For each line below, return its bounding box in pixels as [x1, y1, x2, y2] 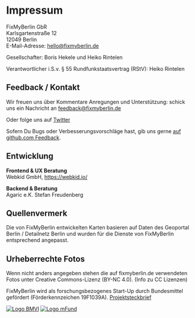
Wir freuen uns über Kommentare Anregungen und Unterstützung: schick [6, 98, 186, 105]
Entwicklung [6, 151, 54, 161]
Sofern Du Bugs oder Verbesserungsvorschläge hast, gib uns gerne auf [6, 127, 181, 134]
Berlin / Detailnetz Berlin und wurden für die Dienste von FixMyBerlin [6, 230, 174, 238]
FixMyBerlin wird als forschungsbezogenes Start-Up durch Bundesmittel [6, 288, 184, 295]
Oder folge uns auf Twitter [6, 116, 71, 123]
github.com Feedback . [6, 134, 61, 141]
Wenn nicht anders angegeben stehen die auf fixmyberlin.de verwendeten [6, 270, 188, 277]
